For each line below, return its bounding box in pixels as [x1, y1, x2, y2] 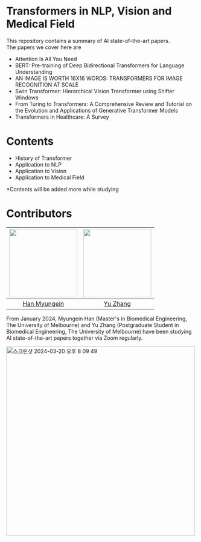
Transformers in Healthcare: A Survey [14, 113, 109, 121]
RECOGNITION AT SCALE [14, 81, 79, 88]
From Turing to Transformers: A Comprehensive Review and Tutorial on [14, 100, 192, 107]
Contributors [6, 207, 72, 220]
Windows [14, 94, 39, 101]
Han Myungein [22, 299, 65, 308]
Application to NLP [14, 160, 62, 168]
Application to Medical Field [14, 174, 85, 181]
